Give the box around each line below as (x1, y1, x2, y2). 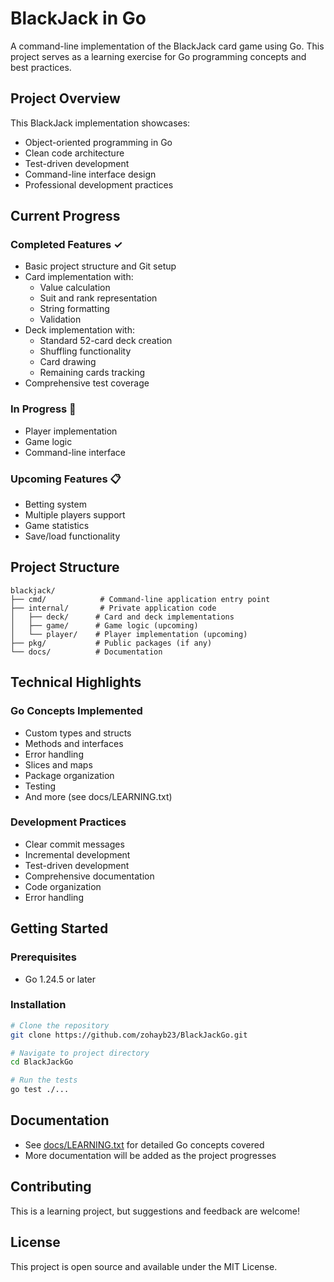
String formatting (39, 303, 110, 315)
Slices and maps (24, 758, 93, 771)
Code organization (24, 880, 102, 892)
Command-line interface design (24, 168, 157, 180)
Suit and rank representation (39, 292, 158, 304)
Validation (39, 313, 82, 326)
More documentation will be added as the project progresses (24, 1149, 277, 1161)
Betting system (24, 498, 87, 511)
